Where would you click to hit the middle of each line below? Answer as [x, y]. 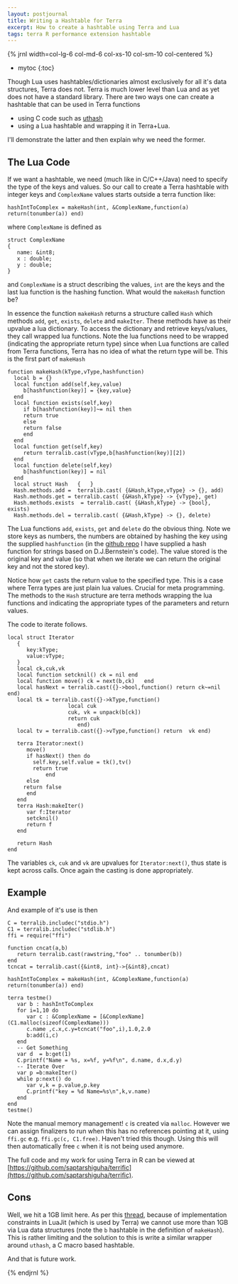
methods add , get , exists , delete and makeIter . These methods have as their [119, 321]
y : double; [34, 265]
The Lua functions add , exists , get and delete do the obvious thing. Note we [119, 529]
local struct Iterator [41, 638]
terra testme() [30, 998]
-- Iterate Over [41, 1067]
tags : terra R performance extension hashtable [79, 34]
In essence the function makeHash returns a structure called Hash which [110, 314]
